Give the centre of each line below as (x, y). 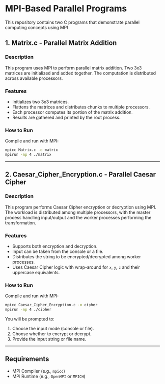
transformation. (21, 223)
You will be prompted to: (30, 319)
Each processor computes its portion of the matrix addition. (72, 112)
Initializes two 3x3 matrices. (41, 102)
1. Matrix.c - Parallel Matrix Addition (61, 43)
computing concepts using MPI (37, 27)
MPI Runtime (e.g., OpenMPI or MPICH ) (49, 376)
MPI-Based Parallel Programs (66, 9)
